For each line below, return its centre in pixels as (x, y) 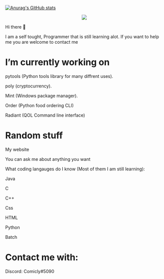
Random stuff (34, 135)
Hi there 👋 (16, 27)
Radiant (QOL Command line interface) (45, 115)
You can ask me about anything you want (48, 159)
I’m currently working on (57, 62)
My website (17, 149)
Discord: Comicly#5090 (30, 271)
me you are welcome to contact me (42, 42)
